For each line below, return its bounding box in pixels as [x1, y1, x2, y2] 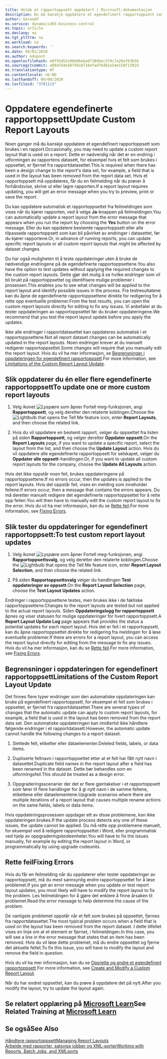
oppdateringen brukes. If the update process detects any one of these [5, 817, 148, 823]
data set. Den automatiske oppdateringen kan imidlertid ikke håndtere [5, 720, 148, 726]
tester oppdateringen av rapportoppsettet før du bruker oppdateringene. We [5, 308, 160, 314]
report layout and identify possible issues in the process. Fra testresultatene [5, 287, 161, 293]
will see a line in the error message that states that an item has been [5, 934, 145, 940]
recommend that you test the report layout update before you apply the [5, 314, 151, 320]
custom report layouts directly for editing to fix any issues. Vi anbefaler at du [5, 303, 162, 309]
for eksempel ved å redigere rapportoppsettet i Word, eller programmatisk [5, 828, 157, 833]
